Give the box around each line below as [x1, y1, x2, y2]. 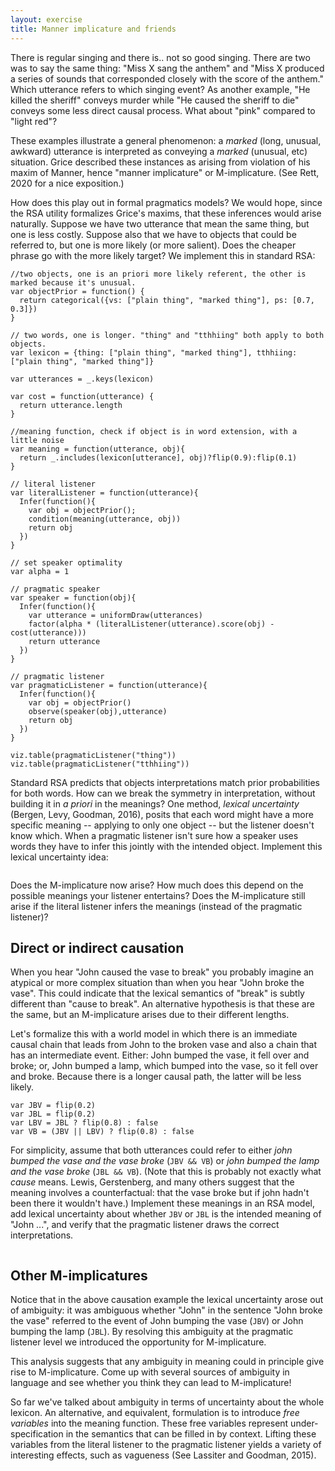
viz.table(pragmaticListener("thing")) [10, 750, 177, 760]
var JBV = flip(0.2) [10, 1101, 97, 1111]
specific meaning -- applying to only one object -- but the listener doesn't [10, 819, 315, 831]
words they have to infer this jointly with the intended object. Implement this [10, 840, 323, 852]
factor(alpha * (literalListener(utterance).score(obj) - [28, 619, 275, 629]
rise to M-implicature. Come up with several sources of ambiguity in [10, 1366, 290, 1378]
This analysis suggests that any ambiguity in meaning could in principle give [10, 1356, 325, 1368]
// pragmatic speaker [10, 584, 101, 594]
